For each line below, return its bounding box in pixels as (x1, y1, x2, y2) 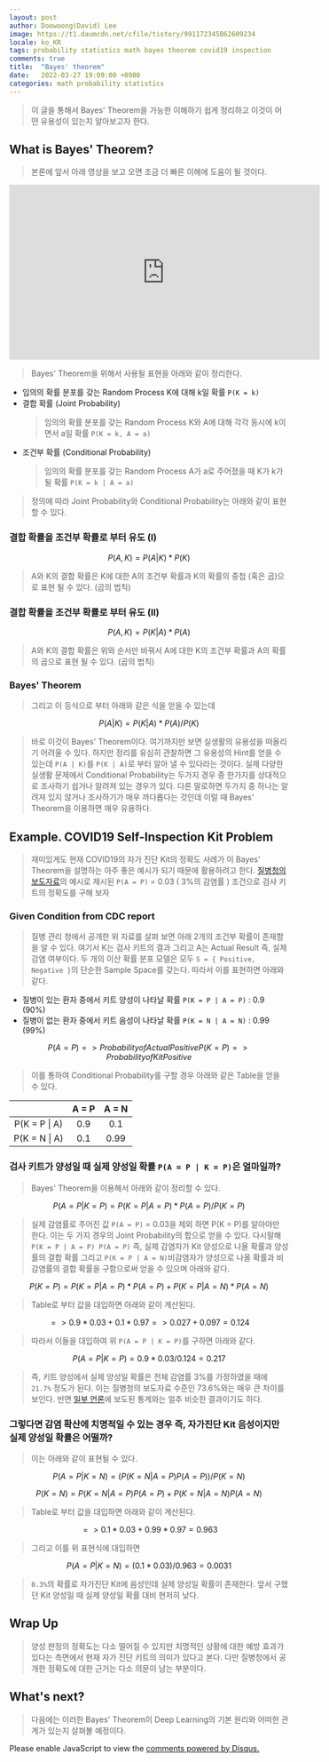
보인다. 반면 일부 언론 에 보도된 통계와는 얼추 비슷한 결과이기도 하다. (30, 1393, 263, 1404)
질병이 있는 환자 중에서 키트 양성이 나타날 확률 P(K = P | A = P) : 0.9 (21, 994, 265, 1005)
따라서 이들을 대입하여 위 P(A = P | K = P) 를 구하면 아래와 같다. (30, 1335, 255, 1346)
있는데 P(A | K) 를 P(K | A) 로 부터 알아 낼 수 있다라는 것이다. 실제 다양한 (30, 759, 284, 769)
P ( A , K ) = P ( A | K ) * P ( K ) (107, 552, 191, 562)
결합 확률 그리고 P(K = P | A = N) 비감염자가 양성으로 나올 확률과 (47, 1252, 275, 1263)
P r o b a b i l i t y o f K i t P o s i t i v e (106, 1052, 192, 1063)
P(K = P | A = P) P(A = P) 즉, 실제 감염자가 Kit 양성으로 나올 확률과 (30, 1240, 273, 1251)
